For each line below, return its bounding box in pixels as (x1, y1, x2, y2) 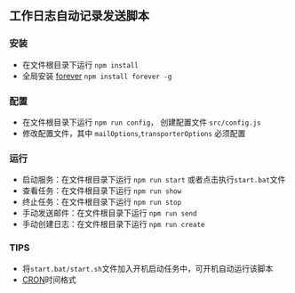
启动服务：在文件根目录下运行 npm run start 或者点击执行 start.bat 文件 (21, 175, 286, 185)
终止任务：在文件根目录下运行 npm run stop (21, 197, 182, 208)
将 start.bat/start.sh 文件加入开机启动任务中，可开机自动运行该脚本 (21, 263, 274, 273)
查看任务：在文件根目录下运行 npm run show (21, 185, 182, 196)
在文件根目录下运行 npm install (21, 59, 140, 69)
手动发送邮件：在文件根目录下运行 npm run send (21, 208, 197, 218)
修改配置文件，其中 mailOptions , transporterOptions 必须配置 (21, 127, 246, 138)
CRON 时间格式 (21, 274, 77, 285)
